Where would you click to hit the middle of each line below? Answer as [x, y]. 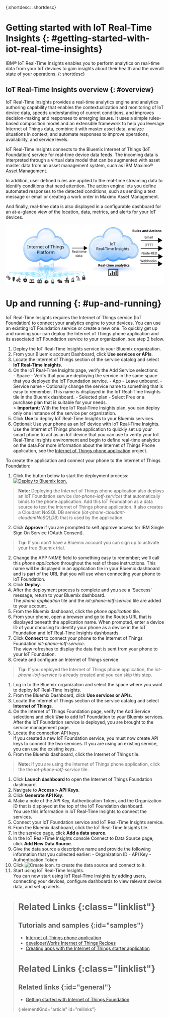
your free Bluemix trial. [41, 548]
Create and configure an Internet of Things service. [66, 659]
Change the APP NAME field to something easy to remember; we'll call [86, 557]
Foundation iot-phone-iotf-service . [49, 643]
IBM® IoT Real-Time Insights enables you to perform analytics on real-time [83, 63]
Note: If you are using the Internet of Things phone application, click [89, 764]
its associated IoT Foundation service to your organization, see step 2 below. [85, 339]
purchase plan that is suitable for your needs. [60, 402]
